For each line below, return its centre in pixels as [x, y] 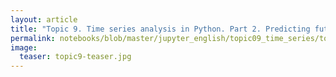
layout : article [44, 19]
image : [24, 47]
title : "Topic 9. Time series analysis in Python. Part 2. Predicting [160, 29]
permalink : [33, 38]
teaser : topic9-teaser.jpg [75, 57]
